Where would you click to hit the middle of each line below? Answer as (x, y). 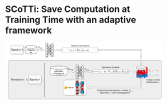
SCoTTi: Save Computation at (68, 9)
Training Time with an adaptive (71, 20)
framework (28, 30)
